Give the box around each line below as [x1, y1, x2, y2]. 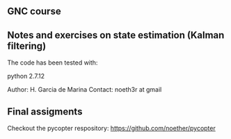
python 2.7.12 [7, 72, 45, 81]
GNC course [7, 6, 61, 17]
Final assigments [7, 106, 83, 117]
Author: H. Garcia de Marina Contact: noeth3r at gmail [7, 85, 162, 94]
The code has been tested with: [7, 58, 98, 67]
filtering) [7, 40, 47, 51]
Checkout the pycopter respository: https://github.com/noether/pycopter [7, 124, 216, 133]
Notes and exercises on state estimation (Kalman [7, 29, 225, 41]
